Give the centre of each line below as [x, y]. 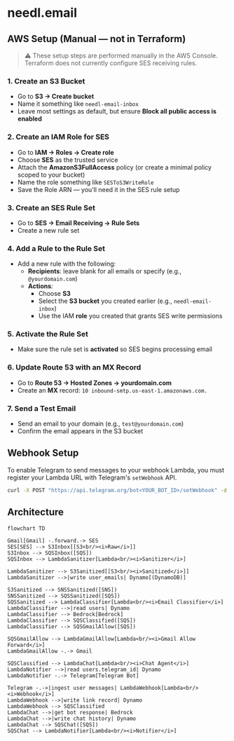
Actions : [41, 286]
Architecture [36, 512]
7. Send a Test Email [42, 408]
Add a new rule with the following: [67, 264]
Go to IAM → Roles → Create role [66, 152]
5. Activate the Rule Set [48, 334]
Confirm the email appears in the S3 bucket [80, 431]
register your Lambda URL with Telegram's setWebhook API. [92, 477]
